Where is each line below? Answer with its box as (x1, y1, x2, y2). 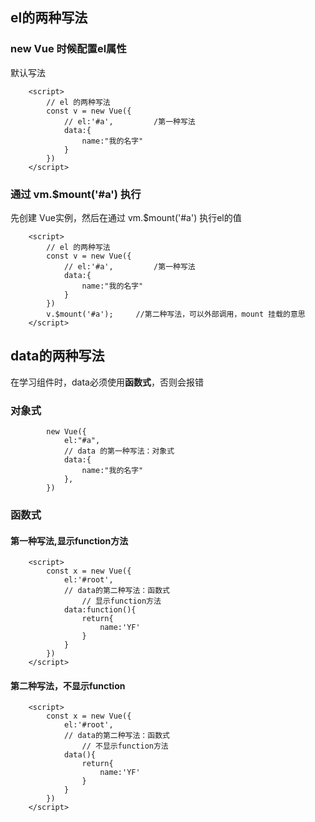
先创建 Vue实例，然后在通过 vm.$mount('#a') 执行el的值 (10, 211, 242, 223)
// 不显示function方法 (81, 741, 169, 752)
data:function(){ (63, 605, 137, 615)
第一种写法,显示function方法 (10, 534, 129, 547)
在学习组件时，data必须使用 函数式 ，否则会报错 (10, 376, 204, 388)
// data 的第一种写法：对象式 (63, 446, 175, 457)
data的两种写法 (10, 348, 105, 365)
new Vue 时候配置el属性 (10, 42, 127, 56)
